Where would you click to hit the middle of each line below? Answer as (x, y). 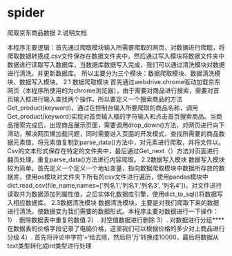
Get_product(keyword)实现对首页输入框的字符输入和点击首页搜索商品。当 (112, 116)
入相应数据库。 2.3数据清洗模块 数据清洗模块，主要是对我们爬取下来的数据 (113, 202)
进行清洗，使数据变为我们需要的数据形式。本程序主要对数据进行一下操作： (113, 211)
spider (26, 13)
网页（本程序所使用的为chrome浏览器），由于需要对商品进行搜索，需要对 (110, 90)
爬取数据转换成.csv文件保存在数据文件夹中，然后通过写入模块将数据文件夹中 (116, 56)
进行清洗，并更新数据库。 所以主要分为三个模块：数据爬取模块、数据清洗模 (114, 73)
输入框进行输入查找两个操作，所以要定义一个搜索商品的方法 (98, 99)
